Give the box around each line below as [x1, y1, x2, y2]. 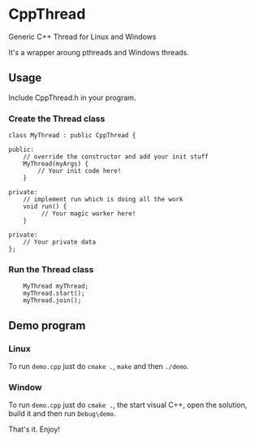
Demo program [8, 318, 86, 332]
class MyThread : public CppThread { [8, 132, 136, 140]
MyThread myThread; [23, 282, 89, 291]
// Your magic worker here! [41, 210, 136, 218]
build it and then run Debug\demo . [8, 409, 116, 418]
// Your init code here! [37, 167, 122, 175]
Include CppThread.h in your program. [8, 93, 136, 102]
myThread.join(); [23, 297, 82, 305]
